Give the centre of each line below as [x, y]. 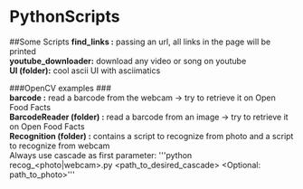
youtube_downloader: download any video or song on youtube [128, 61]
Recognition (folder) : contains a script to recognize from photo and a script [151, 136]
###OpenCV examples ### [60, 88]
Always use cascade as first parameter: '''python [101, 155]
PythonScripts [65, 17]
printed [23, 51]
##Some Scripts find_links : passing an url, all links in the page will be [140, 42]
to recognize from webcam [60, 146]
